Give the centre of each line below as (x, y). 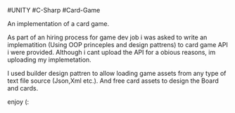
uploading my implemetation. (49, 60)
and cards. (23, 88)
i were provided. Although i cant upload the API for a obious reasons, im (112, 52)
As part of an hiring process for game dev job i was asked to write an (107, 37)
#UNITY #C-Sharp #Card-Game (54, 10)
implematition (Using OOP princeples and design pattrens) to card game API (118, 45)
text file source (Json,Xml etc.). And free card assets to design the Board (113, 81)
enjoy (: (18, 102)
